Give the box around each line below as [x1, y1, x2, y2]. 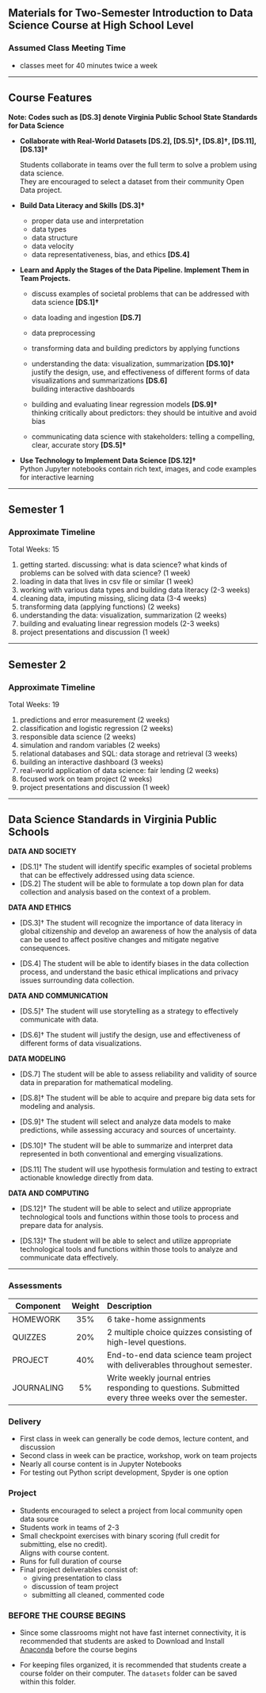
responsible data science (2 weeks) [19, 732, 136, 741]
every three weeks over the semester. [106, 1392, 248, 1403]
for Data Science [8, 121, 65, 130]
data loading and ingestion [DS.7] [31, 313, 142, 322]
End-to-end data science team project [106, 1349, 252, 1360]
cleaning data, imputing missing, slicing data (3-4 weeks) [19, 594, 207, 603]
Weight [71, 1300, 100, 1311]
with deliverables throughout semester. [106, 1359, 253, 1370]
